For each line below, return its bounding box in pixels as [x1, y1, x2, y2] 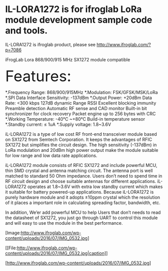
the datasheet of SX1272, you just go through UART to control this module [5, 215, 158, 221]
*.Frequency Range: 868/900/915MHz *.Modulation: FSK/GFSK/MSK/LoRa [5, 89, 158, 95]
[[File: [5, 245, 18, 251]
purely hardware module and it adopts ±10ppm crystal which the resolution [5, 194, 160, 200]
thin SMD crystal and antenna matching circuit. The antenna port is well [5, 167, 153, 173]
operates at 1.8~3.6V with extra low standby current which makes [27, 184, 163, 190]
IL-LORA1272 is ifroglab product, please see [5, 41, 96, 47]
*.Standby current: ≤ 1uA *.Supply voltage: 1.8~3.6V [5, 121, 111, 127]
